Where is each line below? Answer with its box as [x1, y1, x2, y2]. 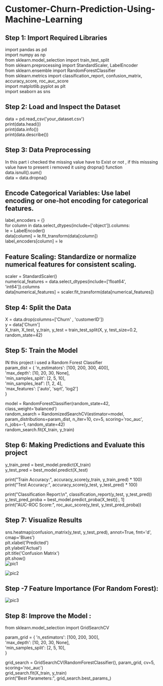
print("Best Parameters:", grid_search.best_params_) [5, 675, 111, 681]
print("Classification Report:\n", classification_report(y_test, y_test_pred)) [5, 491, 152, 497]
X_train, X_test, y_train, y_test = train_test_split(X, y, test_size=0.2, [5, 327, 137, 333]
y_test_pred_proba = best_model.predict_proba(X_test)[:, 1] [5, 496, 125, 502]
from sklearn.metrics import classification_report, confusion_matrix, [5, 73, 142, 78]
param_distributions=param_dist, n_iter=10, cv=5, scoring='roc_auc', [5, 416, 143, 422]
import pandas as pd [5, 47, 47, 52]
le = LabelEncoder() [5, 228, 45, 234]
